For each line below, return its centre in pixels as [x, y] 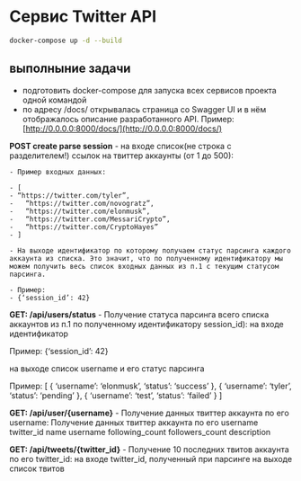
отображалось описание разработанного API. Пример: [128, 119]
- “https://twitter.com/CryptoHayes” [84, 227]
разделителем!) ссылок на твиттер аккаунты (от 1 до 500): [121, 156]
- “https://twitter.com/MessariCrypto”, [90, 219]
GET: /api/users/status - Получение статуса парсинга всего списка [139, 314]
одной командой [54, 100]
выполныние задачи [70, 69]
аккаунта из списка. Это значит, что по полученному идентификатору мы [146, 258]
